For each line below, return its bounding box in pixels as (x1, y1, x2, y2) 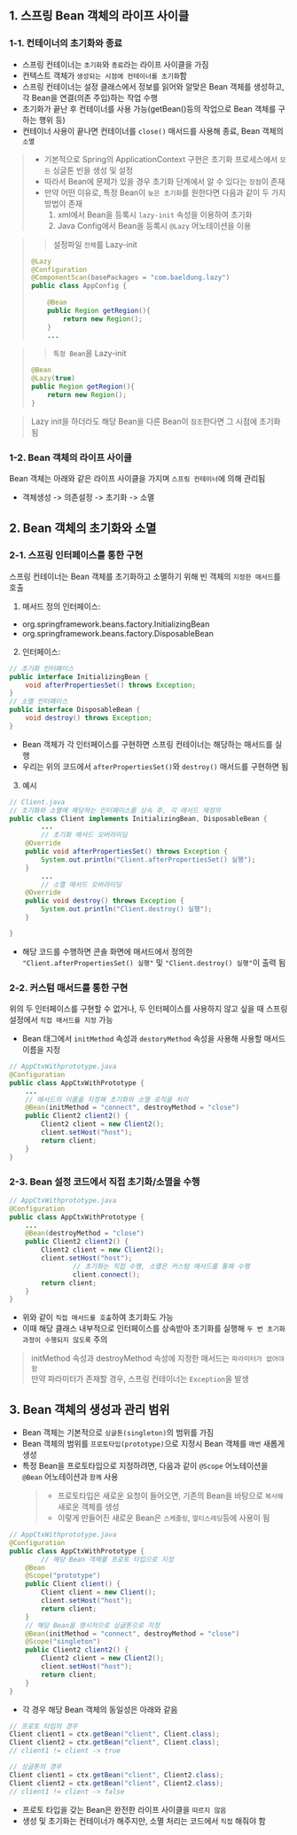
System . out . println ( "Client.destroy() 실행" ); (41, 905, 213, 914)
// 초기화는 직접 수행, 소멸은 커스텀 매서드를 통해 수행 (72, 1261, 250, 1270)
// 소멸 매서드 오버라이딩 (41, 880, 122, 889)
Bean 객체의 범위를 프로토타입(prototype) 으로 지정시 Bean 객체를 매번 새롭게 (21, 1439, 285, 1449)
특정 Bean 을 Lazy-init (52, 348, 127, 359)
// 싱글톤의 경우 (9, 1762, 62, 1771)
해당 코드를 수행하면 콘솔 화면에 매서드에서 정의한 (21, 946, 193, 957)
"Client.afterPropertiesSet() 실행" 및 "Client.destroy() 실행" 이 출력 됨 (21, 957, 286, 968)
